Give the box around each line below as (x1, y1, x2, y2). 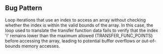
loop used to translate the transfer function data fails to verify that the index (5, 27, 158, 33)
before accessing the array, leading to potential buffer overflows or (5, 38, 141, 44)
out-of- (141, 38, 156, 44)
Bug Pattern (5, 4, 42, 12)
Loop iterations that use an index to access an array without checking (5, 17, 146, 23)
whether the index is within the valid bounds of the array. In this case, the (5, 22, 154, 28)
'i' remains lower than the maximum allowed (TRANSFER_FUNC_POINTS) (5, 32, 153, 38)
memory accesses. (21, 43, 60, 49)
